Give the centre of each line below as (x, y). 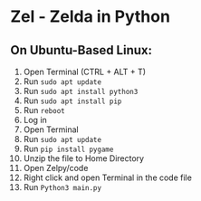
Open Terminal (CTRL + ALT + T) (85, 72)
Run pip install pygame (68, 148)
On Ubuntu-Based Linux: (81, 50)
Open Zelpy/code (56, 168)
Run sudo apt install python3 (81, 91)
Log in (35, 120)
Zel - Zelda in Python (91, 17)
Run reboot (44, 110)
